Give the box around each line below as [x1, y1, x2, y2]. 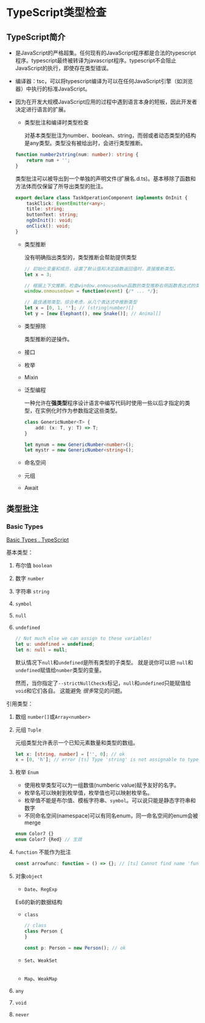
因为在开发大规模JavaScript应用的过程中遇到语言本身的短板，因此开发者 [15, 98, 198, 105]
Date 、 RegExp [24, 885, 58, 893]
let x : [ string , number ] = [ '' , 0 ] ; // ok [15, 751, 125, 757]
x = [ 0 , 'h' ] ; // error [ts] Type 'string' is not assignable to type [15, 756, 199, 763]
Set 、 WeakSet [24, 956, 58, 964]
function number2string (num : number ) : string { [15, 152, 139, 158]
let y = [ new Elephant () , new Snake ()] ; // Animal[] [24, 311, 162, 317]
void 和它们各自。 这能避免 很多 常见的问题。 [15, 687, 126, 694]
